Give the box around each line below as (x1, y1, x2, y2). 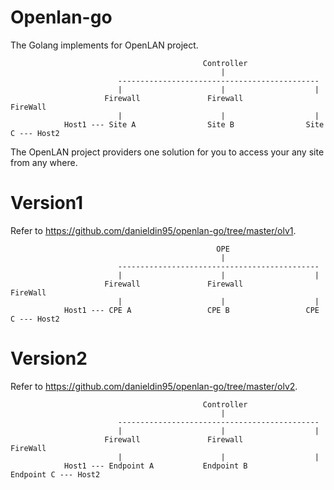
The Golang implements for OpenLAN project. (10, 39, 199, 51)
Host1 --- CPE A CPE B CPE (63, 305, 320, 315)
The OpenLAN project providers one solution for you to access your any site (10, 146, 325, 158)
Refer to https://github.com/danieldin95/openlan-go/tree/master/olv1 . (10, 224, 297, 236)
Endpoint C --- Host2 (10, 469, 101, 480)
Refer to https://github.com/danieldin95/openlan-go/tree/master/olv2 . (10, 380, 298, 392)
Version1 (10, 192, 84, 215)
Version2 (10, 347, 88, 370)
